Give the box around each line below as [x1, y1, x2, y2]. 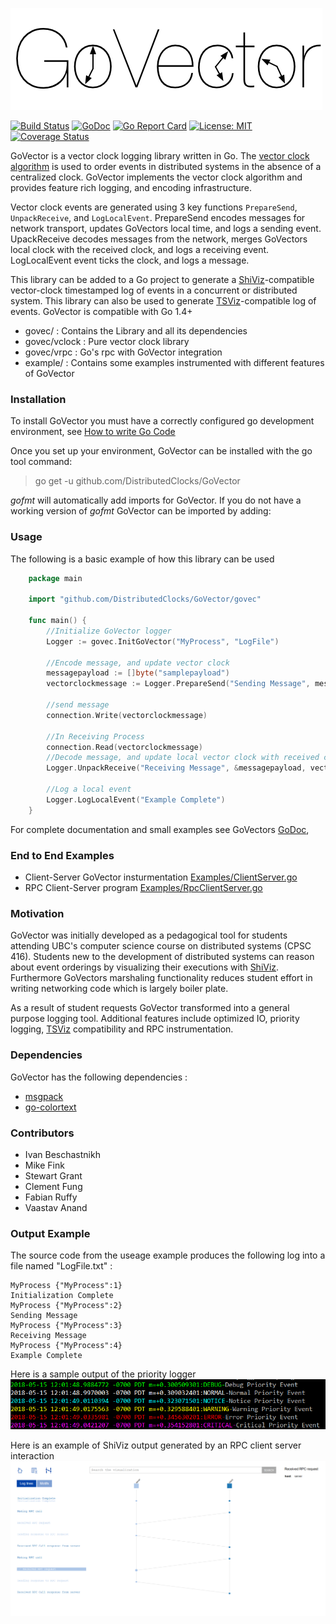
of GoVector [24, 368, 75, 379]
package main [28, 573, 83, 583]
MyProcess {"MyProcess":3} [10, 1321, 123, 1331]
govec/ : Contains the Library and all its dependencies [24, 325, 248, 337]
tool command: [10, 456, 73, 468]
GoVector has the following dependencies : [10, 1071, 188, 1083]
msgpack [24, 1090, 64, 1102]
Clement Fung [24, 1180, 83, 1192]
